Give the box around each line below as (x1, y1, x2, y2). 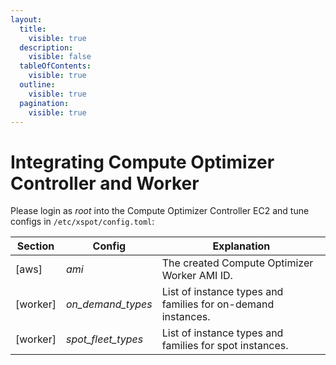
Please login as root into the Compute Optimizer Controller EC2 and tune (10, 205, 310, 217)
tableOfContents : (19, 61, 92, 71)
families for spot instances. (161, 339, 289, 353)
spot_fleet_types (65, 332, 144, 346)
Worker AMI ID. (161, 269, 233, 283)
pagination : (19, 98, 70, 108)
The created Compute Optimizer (161, 256, 314, 270)
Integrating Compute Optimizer (10, 151, 275, 173)
